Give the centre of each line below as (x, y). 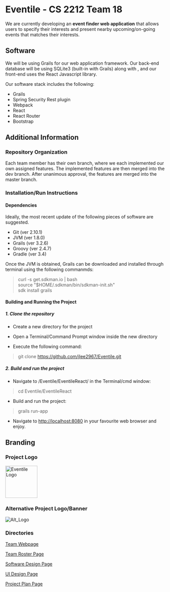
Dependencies (21, 205)
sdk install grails (35, 290)
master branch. (21, 180)
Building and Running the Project (41, 302)
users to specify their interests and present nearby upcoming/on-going (80, 29)
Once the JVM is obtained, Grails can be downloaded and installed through (84, 264)
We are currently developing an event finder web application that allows (82, 24)
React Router (26, 116)
